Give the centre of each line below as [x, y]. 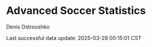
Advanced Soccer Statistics [76, 11]
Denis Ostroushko [28, 27]
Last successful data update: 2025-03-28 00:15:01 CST [74, 38]
